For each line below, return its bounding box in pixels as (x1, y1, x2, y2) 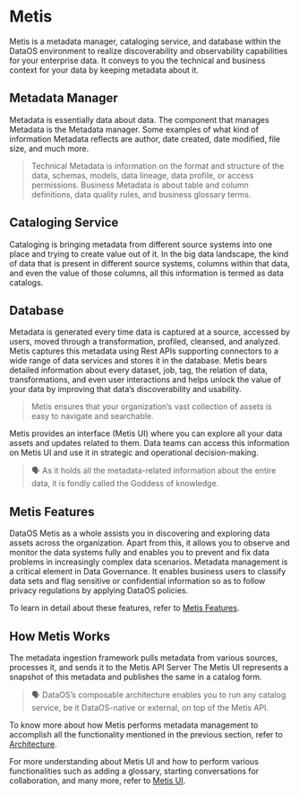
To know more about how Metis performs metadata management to (9, 720, 259, 730)
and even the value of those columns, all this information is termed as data (9, 267, 285, 278)
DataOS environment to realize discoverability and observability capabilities (9, 45, 288, 56)
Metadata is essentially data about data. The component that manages (9, 114, 270, 125)
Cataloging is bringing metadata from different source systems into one (9, 239, 273, 249)
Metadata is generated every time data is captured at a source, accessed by (9, 327, 291, 337)
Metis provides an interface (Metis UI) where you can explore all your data (9, 428, 283, 439)
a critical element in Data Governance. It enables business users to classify (9, 566, 286, 577)
